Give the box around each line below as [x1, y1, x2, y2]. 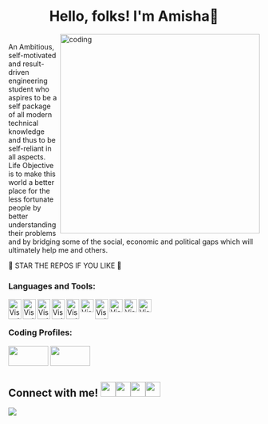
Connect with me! [8, 386, 99, 399]
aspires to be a [8, 92, 57, 102]
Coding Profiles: [8, 327, 73, 338]
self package [8, 101, 51, 111]
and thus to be [8, 135, 56, 144]
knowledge [8, 127, 45, 136]
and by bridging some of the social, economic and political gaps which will [8, 237, 254, 246]
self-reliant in [8, 143, 52, 153]
